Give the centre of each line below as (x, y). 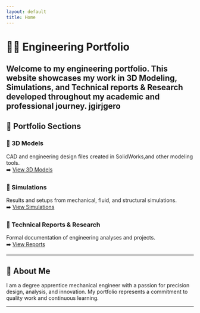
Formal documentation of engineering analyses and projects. (81, 238)
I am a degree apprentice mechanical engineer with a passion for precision (98, 286)
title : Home (21, 17)
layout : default (26, 12)
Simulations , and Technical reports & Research (95, 88)
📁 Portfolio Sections (44, 126)
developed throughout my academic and (83, 97)
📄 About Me (28, 271)
